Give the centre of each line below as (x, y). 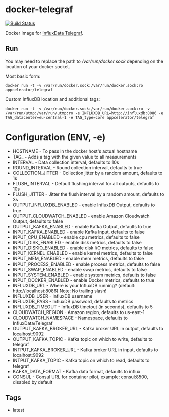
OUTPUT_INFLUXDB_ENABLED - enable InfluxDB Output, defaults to (84, 205)
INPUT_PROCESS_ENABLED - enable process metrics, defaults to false (86, 264)
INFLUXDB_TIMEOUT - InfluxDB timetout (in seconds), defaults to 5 (82, 307)
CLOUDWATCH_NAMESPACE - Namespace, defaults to (70, 318)
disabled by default (33, 382)
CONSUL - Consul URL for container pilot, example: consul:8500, (80, 377)
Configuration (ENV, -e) (55, 137)
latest (18, 410)
